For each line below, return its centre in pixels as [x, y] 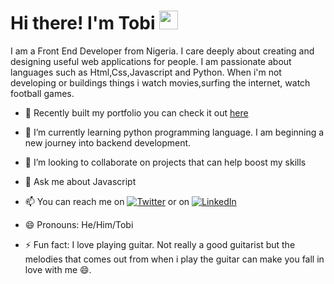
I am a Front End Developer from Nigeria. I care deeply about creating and [162, 51]
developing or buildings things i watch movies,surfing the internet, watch [160, 82]
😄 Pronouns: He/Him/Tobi [79, 224]
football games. [42, 93]
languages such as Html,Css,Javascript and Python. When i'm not [146, 72]
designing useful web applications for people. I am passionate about [151, 61]
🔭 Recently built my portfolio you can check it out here [136, 112]
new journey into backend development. [108, 142]
